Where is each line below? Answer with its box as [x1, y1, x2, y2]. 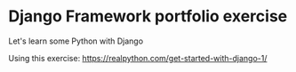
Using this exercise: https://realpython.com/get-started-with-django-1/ [8, 52, 268, 63]
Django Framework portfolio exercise [8, 6, 288, 27]
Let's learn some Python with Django [8, 36, 144, 46]
